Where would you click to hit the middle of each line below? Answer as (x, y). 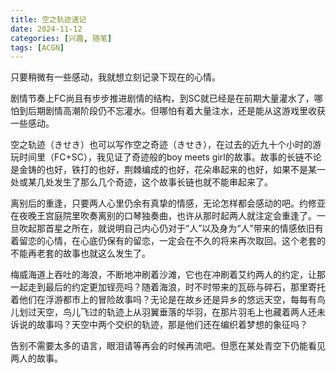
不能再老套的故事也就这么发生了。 (80, 253)
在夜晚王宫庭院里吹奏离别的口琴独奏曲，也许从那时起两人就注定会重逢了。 (163, 216)
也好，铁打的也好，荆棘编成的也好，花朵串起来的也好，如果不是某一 (185, 170)
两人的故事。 (36, 358)
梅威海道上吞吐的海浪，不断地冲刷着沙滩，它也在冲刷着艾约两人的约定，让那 (168, 275)
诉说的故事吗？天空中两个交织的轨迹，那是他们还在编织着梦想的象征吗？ (159, 325)
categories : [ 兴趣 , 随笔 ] (61, 38)
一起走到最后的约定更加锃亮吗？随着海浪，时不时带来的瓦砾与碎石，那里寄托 (168, 287)
